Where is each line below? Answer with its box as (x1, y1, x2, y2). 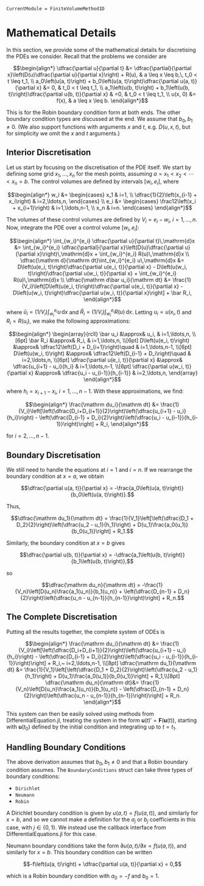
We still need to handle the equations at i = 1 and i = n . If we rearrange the (6, 466, 193, 473)
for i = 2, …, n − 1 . (6, 432, 50, 439)
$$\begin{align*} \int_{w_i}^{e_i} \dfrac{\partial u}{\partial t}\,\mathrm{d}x (9, 237, 195, 244)
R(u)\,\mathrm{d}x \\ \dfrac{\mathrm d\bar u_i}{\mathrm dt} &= (13, 276, 172, 283)
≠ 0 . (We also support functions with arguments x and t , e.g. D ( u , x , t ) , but (6, 123, 191, 131)
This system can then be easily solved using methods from (6, 710, 154, 717)
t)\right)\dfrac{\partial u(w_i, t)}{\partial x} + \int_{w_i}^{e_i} (27, 269, 177, 277)
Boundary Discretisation (6, 450, 101, 460)
